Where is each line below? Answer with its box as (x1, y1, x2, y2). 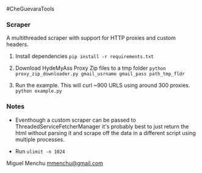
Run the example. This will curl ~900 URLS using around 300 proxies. (15, 82, 190, 89)
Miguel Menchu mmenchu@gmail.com (6, 159, 104, 167)
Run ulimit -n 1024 (15, 147, 65, 155)
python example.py (15, 88, 62, 94)
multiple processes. (15, 136, 65, 143)
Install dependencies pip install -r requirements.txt (15, 53, 154, 60)
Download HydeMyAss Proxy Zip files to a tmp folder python (15, 64, 166, 72)
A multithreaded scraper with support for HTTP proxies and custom (6, 34, 176, 42)
